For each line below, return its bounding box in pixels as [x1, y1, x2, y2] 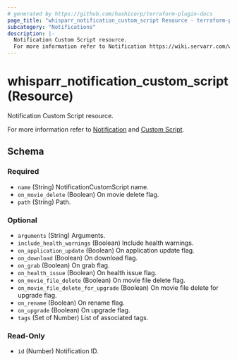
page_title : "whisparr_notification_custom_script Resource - [7, 17, 194, 24]
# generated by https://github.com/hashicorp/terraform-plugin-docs [7, 10, 213, 18]
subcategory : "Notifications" [7, 23, 97, 30]
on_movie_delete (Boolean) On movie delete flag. [17, 190, 159, 198]
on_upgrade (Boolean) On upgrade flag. [17, 305, 130, 314]
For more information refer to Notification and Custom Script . [7, 125, 185, 134]
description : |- [7, 30, 55, 37]
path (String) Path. [17, 198, 71, 206]
